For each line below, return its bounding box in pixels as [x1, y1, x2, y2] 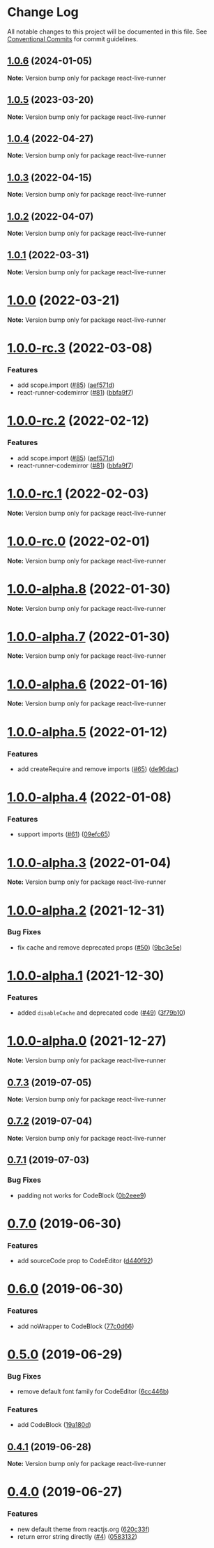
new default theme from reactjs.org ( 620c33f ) [17, 1525, 150, 1533]
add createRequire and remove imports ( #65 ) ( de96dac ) [17, 764, 179, 773]
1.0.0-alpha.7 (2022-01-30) [7, 628, 170, 645]
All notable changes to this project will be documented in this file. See [7, 27, 208, 36]
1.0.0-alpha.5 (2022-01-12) [7, 724, 168, 740]
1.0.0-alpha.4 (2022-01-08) [7, 789, 172, 805]
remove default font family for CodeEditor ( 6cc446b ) [17, 1387, 169, 1395]
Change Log [7, 4, 79, 20]
